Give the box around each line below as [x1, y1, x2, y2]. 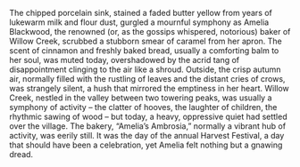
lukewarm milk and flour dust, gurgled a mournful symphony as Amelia [9, 17, 270, 28]
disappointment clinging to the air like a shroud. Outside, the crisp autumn [9, 64, 281, 75]
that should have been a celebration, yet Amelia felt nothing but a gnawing [9, 139, 283, 150]
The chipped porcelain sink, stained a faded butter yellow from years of [9, 8, 272, 18]
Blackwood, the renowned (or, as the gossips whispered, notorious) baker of [9, 27, 291, 36]
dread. [9, 149, 34, 159]
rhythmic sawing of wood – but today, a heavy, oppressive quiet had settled [9, 111, 287, 122]
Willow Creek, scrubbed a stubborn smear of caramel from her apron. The [9, 36, 283, 46]
